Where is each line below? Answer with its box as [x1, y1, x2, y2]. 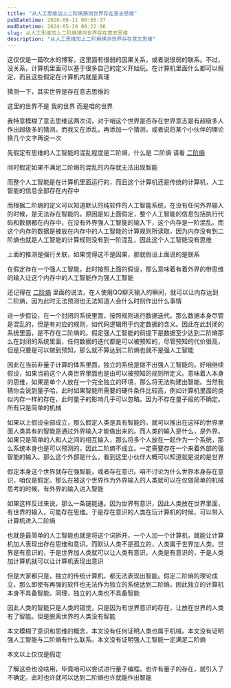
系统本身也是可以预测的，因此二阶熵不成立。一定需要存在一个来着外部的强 [12, 444, 224, 452]
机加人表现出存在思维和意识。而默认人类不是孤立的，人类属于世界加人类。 [7, 540, 218, 548]
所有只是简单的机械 [7, 404, 62, 412]
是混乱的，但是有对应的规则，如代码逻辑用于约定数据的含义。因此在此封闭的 [7, 320, 224, 328]
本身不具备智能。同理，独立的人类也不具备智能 [7, 589, 140, 597]
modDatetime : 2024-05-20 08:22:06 [7, 23, 107, 30]
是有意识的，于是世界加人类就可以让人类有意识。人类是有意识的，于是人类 [12, 549, 224, 557]
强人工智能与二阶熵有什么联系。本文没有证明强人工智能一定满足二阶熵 [7, 636, 206, 644]
